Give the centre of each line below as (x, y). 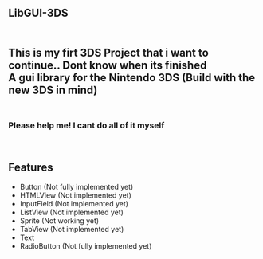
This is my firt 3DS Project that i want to (108, 52)
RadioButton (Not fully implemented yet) (86, 245)
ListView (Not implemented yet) (71, 212)
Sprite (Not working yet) (59, 220)
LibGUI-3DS (39, 13)
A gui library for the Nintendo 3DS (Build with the (132, 78)
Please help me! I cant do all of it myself (86, 125)
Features (31, 168)
